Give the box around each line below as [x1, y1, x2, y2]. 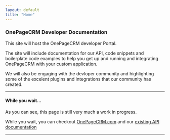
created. [5, 81, 23, 87]
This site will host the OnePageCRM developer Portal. [5, 40, 117, 46]
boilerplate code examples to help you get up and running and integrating [5, 55, 158, 61]
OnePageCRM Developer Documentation [5, 29, 108, 36]
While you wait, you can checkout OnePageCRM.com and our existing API [5, 119, 159, 124]
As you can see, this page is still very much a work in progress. [5, 109, 137, 115]
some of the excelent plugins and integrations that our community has [5, 76, 151, 82]
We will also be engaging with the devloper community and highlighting [5, 70, 154, 76]
